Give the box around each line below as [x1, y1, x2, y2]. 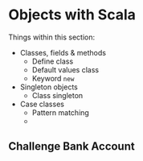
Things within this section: [8, 32, 95, 42]
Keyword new [31, 73, 75, 83]
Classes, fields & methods [19, 47, 107, 57]
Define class [31, 56, 74, 66]
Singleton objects [19, 82, 78, 92]
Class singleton [31, 90, 84, 100]
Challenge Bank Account [8, 139, 135, 154]
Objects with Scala [8, 6, 137, 24]
